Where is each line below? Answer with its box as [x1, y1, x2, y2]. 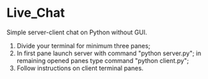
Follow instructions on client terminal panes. [16, 64, 144, 72]
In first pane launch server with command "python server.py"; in [16, 49, 202, 57]
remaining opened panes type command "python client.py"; [16, 56, 189, 64]
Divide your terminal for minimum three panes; [16, 41, 151, 50]
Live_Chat [6, 5, 66, 21]
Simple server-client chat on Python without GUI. [6, 28, 147, 36]
